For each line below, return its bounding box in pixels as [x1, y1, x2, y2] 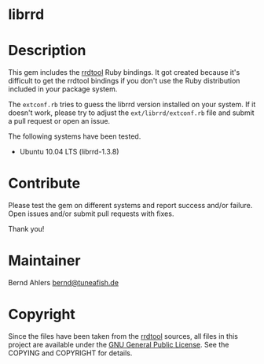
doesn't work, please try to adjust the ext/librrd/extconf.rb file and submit [8, 108, 255, 117]
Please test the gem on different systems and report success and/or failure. [8, 201, 253, 210]
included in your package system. [8, 84, 118, 94]
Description [8, 42, 86, 60]
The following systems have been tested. [8, 132, 141, 141]
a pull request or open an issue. [8, 117, 111, 126]
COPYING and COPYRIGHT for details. [8, 348, 133, 358]
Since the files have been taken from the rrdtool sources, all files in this [8, 331, 238, 340]
